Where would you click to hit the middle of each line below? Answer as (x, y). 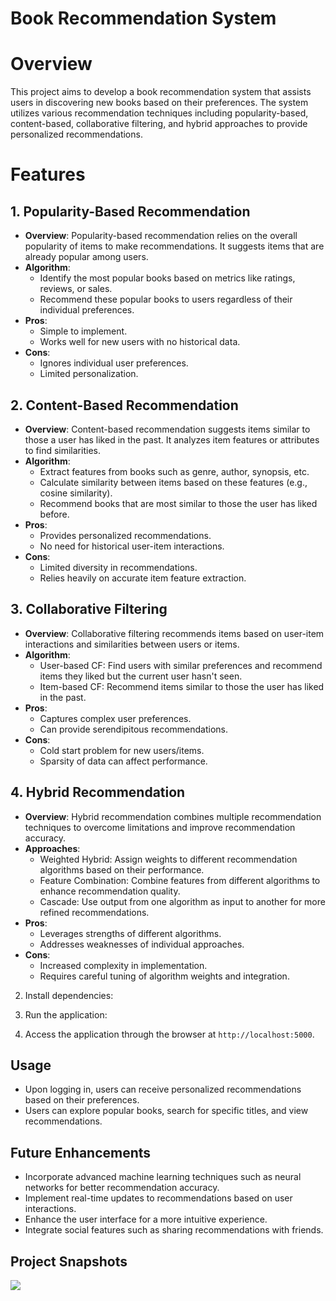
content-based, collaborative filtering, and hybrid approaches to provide (159, 124)
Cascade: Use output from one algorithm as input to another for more (182, 901)
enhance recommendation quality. (110, 891)
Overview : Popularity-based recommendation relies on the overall (161, 236)
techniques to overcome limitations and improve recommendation (160, 827)
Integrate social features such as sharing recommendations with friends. (174, 1230)
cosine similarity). (76, 493)
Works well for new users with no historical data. (140, 342)
